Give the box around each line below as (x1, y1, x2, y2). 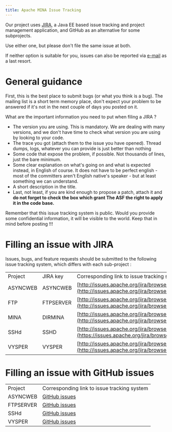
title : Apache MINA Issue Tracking (5, 7, 81, 13)
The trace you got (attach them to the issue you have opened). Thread (12, 140, 161, 146)
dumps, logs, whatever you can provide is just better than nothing (12, 145, 152, 151)
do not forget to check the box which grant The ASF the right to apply (12, 194, 163, 201)
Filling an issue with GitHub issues (5, 367, 155, 379)
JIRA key (42, 272, 64, 280)
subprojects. (5, 32, 32, 38)
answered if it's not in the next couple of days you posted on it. (5, 104, 138, 110)
